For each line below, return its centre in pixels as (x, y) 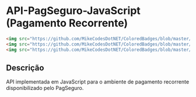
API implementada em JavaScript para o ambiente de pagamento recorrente (98, 82)
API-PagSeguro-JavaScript (73, 11)
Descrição (25, 67)
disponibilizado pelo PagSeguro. (45, 88)
